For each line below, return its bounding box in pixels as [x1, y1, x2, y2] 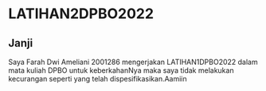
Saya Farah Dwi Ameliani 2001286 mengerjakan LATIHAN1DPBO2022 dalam [8, 57, 258, 66]
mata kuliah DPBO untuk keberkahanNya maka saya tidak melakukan [8, 66, 234, 75]
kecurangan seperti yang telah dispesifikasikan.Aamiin [8, 74, 187, 83]
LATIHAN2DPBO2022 [8, 5, 154, 23]
